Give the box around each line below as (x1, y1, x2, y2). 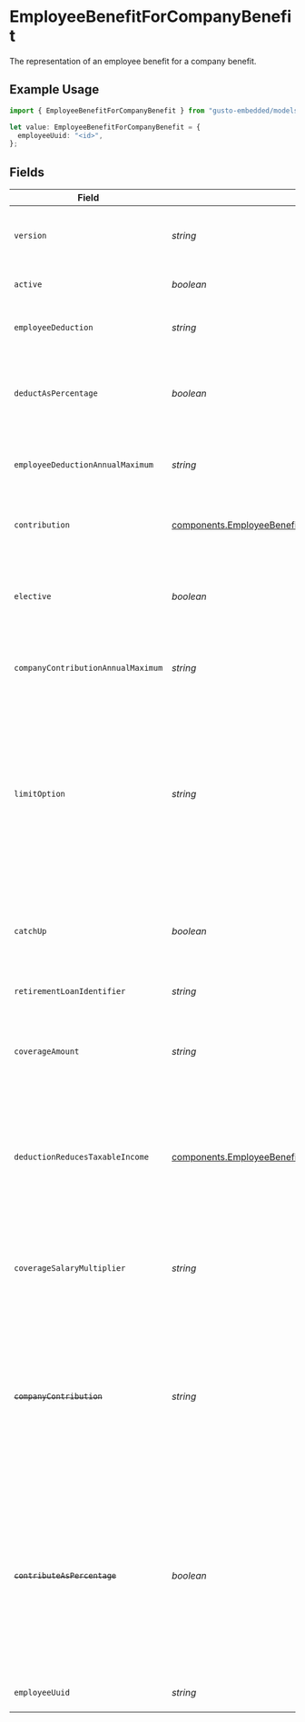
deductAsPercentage (14, 389, 98, 399)
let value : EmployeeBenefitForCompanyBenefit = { (9, 123, 202, 132)
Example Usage (9, 82, 100, 97)
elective (14, 592, 52, 602)
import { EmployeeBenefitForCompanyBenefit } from (9, 106, 205, 115)
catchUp (14, 926, 47, 937)
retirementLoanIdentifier (14, 987, 126, 997)
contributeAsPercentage (14, 1570, 117, 1581)
